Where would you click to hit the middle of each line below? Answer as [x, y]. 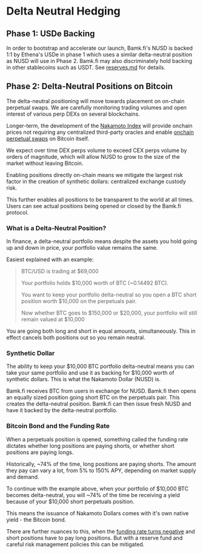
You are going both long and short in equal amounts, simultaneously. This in [101, 331]
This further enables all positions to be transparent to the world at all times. [100, 199]
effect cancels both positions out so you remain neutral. [76, 338]
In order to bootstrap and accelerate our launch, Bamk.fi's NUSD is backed [99, 48]
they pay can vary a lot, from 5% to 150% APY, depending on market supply [101, 470]
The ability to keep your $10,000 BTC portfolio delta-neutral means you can [101, 366]
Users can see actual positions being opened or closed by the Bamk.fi [94, 206]
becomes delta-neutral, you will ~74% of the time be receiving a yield [93, 495]
